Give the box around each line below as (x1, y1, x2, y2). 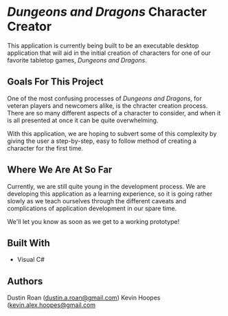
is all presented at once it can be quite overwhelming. (7, 116, 159, 124)
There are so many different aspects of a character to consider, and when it (7, 109, 221, 117)
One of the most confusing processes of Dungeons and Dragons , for (7, 94, 203, 102)
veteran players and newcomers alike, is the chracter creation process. (7, 101, 208, 110)
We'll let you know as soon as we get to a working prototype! (7, 217, 180, 225)
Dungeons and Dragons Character (7, 4, 207, 20)
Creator (7, 19, 52, 34)
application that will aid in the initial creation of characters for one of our (7, 49, 212, 57)
